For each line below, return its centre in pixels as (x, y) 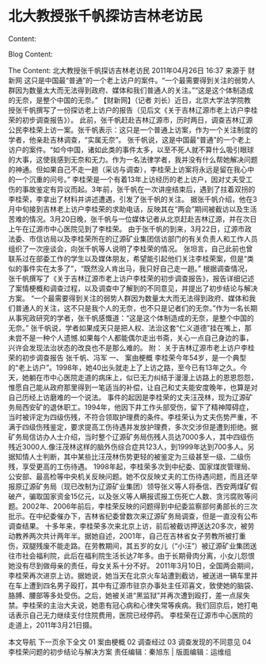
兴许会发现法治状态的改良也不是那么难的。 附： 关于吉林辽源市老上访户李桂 (131, 347)
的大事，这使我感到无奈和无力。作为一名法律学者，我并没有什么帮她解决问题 (133, 159)
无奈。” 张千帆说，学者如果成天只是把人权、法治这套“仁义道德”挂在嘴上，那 (130, 328)
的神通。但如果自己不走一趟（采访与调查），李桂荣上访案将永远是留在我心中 (131, 169)
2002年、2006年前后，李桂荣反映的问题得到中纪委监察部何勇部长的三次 (140, 506)
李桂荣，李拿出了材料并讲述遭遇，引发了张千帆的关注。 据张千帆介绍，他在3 (133, 199)
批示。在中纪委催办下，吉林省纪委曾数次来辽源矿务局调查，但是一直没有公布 (133, 516)
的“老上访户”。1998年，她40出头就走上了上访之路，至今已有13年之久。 (124, 367)
